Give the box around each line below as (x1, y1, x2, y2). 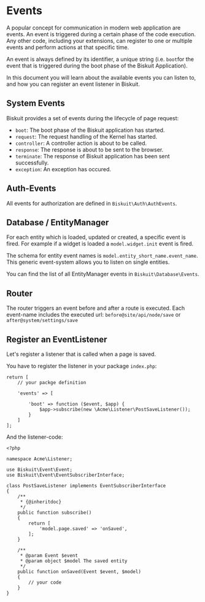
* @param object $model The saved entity (20, 558, 128, 564)
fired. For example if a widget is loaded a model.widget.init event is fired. (6, 240, 194, 247)
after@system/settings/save (6, 317, 79, 324)
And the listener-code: (6, 433, 63, 441)
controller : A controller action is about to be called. (15, 139, 147, 147)
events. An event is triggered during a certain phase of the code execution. (6, 30, 196, 37)
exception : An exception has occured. (15, 165, 112, 172)
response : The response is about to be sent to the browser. (15, 145, 164, 153)
